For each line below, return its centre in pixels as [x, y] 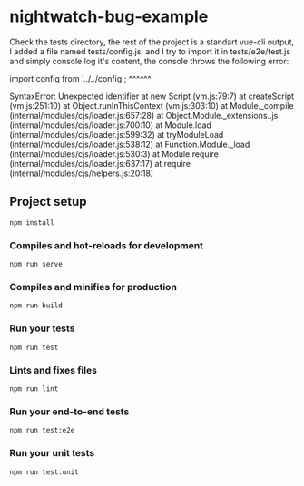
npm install [32, 223]
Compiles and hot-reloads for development [107, 245]
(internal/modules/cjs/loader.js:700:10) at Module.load [110, 125]
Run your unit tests [52, 453]
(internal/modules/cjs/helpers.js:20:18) [82, 173]
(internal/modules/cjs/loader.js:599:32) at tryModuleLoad [117, 134]
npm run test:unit [44, 472]
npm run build [36, 306]
